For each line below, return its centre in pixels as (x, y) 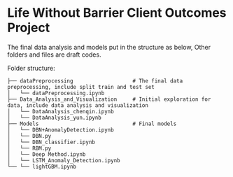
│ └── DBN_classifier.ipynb (51, 142)
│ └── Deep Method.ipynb (47, 154)
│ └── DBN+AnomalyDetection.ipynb (61, 130)
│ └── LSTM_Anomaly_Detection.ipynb (64, 160)
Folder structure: (31, 68)
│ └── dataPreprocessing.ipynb (56, 93)
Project (29, 28)
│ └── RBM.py (29, 148)
